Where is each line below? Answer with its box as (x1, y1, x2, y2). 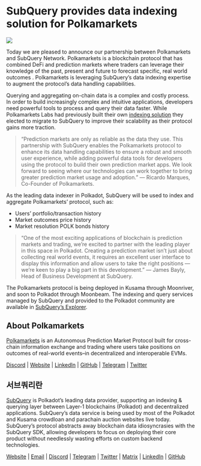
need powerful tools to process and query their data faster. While (6, 104, 167, 112)
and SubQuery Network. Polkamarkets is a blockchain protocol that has (6, 54, 183, 61)
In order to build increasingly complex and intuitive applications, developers (6, 98, 193, 105)
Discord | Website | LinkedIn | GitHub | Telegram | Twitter (6, 361, 148, 368)
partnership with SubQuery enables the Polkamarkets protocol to (20, 141, 182, 149)
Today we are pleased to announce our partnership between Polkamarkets (6, 48, 191, 55)
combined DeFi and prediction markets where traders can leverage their (6, 61, 185, 68)
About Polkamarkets (6, 320, 85, 331)
